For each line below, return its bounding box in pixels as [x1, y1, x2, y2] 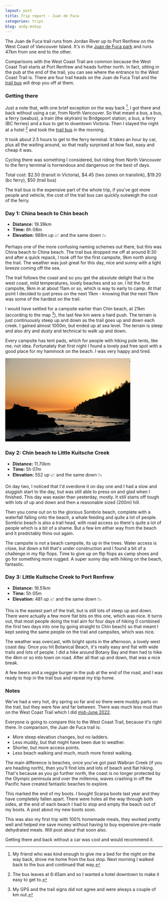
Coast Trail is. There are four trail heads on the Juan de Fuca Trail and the [5, 75, 157, 81]
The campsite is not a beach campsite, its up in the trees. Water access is [5, 540, 157, 546]
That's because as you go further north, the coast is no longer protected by [5, 770, 161, 776]
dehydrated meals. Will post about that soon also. [5, 827, 107, 833]
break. [5, 660, 18, 666]
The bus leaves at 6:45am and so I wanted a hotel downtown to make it [12, 871, 159, 877]
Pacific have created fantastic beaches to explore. [5, 781, 108, 787]
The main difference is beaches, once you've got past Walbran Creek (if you [5, 760, 162, 766]
